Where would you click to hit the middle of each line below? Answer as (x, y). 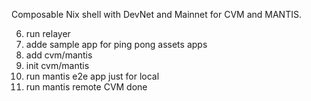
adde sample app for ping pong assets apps (116, 44)
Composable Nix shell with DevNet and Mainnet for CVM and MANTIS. (156, 14)
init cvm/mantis (57, 65)
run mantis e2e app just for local (92, 76)
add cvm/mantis (59, 55)
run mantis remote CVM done (86, 87)
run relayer (48, 33)
